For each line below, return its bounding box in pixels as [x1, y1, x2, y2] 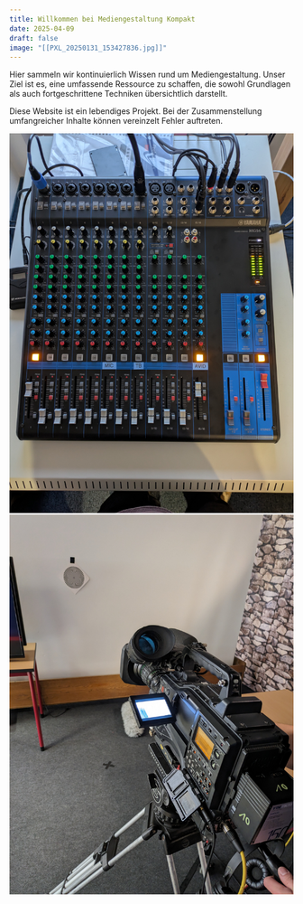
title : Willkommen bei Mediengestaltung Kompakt [9, 14, 196, 24]
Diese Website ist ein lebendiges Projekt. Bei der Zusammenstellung [9, 106, 262, 117]
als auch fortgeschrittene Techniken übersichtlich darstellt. [9, 89, 228, 99]
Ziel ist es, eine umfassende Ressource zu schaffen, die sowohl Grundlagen [9, 79, 291, 89]
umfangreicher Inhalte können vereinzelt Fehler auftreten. [9, 116, 224, 127]
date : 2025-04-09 [9, 24, 75, 33]
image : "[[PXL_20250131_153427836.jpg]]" [9, 43, 168, 52]
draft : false [9, 33, 59, 42]
